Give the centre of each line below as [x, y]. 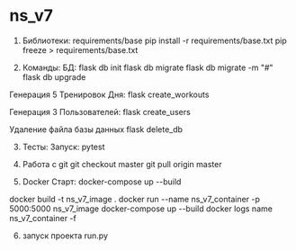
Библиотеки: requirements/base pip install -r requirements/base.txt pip [155, 40]
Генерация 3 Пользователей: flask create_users [100, 112]
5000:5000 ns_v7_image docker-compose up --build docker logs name [141, 209]
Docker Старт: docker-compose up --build [102, 182]
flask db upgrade [54, 76]
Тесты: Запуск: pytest [63, 147]
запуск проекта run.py [65, 236]
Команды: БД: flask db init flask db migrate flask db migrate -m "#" [148, 67]
